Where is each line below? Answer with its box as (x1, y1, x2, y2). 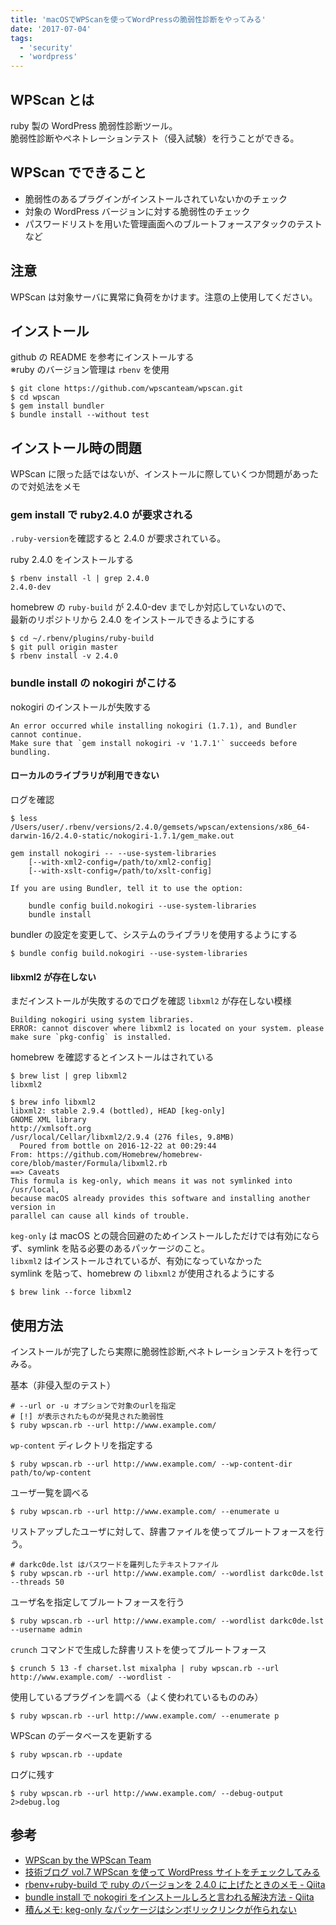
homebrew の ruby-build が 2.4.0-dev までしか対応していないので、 (10, 601, 292, 613)
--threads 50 (10, 1577, 65, 1587)
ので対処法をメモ (10, 481, 81, 493)
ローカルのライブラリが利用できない (10, 769, 160, 781)
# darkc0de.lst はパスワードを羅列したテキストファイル (10, 1560, 219, 1570)
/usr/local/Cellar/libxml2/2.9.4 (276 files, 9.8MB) (10, 1132, 235, 1143)
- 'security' (19, 42, 74, 53)
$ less (10, 813, 38, 823)
